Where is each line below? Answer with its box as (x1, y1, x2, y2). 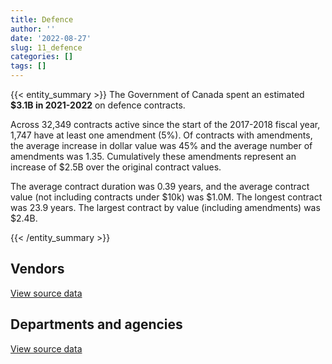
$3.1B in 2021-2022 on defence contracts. (10, 99, 186, 111)
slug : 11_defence (10, 42, 83, 53)
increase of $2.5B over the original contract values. (10, 161, 222, 173)
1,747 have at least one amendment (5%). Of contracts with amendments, (10, 129, 313, 141)
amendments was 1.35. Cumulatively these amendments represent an (10, 151, 297, 162)
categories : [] (10, 52, 74, 62)
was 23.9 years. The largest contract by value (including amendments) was (10, 202, 321, 213)
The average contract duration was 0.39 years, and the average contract (10, 181, 310, 192)
